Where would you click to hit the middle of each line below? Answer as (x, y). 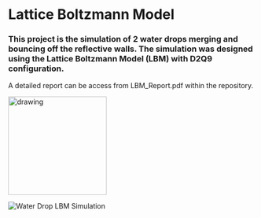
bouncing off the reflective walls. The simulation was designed (130, 49)
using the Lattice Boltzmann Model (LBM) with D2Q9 (110, 59)
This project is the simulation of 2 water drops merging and (123, 39)
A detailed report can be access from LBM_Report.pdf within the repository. (131, 86)
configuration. (36, 68)
